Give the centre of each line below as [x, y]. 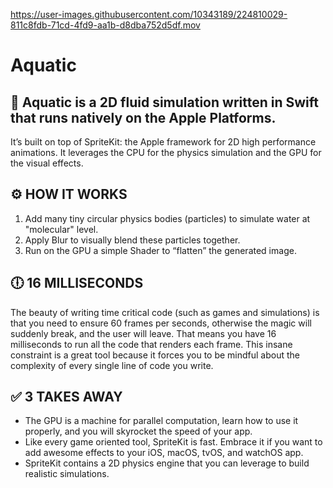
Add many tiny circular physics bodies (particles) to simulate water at [167, 218]
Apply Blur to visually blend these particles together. [132, 240]
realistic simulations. [67, 474]
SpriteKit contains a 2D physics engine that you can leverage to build [167, 463]
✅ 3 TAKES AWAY [66, 397]
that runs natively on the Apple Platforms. [143, 117]
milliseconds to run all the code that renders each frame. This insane [151, 344]
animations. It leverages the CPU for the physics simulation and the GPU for [166, 152]
